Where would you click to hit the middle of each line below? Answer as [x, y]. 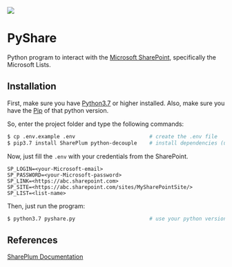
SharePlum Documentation [45, 257]
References [32, 240]
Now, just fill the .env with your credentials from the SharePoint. [98, 156]
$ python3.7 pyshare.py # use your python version [117, 219]
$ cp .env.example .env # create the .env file [112, 136]
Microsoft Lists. [29, 64]
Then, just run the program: [46, 206]
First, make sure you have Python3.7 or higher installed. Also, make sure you [116, 103]
